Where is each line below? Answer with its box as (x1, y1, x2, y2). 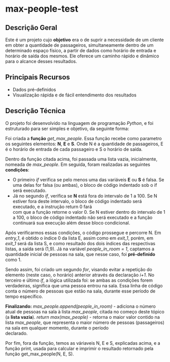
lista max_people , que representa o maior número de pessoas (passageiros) (5, 319, 165, 325)
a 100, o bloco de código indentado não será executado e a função (12, 214, 153, 220)
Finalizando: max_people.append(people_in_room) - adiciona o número (5, 303, 156, 309)
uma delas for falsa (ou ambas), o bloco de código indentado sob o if (12, 182, 157, 188)
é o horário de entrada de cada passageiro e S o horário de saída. (5, 146, 143, 152)
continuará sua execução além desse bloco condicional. (12, 219, 130, 226)
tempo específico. (5, 293, 43, 300)
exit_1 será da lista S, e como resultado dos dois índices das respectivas (5, 240, 156, 246)
